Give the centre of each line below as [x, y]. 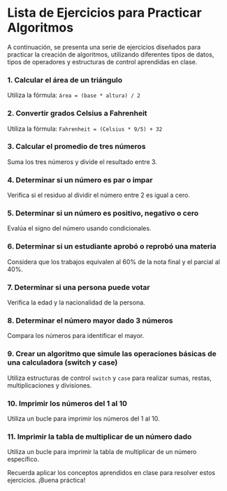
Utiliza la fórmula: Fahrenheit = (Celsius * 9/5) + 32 [85, 129]
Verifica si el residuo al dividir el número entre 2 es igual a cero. [99, 195]
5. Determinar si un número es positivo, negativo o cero [103, 213]
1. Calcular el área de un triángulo [65, 80]
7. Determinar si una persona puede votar [79, 287]
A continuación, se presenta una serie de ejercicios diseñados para [104, 47]
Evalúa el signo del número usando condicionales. [79, 228]
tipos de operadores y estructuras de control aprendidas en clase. [102, 61]
